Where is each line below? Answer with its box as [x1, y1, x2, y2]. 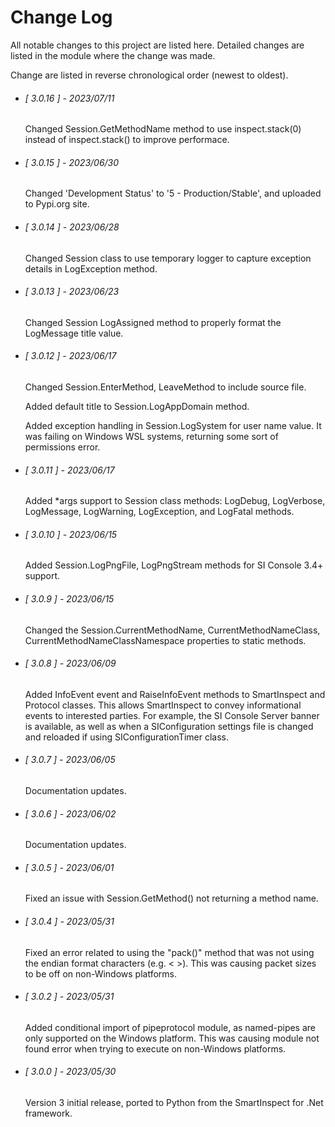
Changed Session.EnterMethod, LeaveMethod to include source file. [24, 381, 307, 393]
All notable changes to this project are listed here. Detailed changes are [10, 39, 305, 51]
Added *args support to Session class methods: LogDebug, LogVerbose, [24, 495, 326, 507]
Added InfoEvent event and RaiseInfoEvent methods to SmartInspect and [24, 688, 326, 700]
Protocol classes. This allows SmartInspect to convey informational [24, 699, 302, 711]
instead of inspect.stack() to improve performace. [24, 134, 230, 146]
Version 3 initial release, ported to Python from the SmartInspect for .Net [24, 1096, 324, 1108]
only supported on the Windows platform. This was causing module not [24, 1032, 320, 1044]
